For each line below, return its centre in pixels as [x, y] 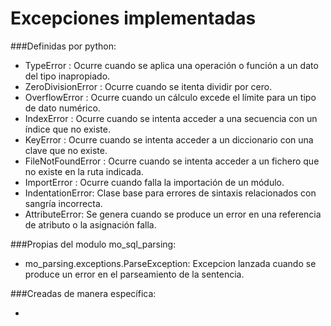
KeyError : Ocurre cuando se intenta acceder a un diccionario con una [169, 139]
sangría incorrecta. [63, 203]
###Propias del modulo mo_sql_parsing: [93, 244]
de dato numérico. [62, 108]
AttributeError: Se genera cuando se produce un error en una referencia [173, 214]
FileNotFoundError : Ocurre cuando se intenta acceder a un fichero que [172, 161]
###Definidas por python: [63, 46]
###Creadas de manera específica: [83, 293]
